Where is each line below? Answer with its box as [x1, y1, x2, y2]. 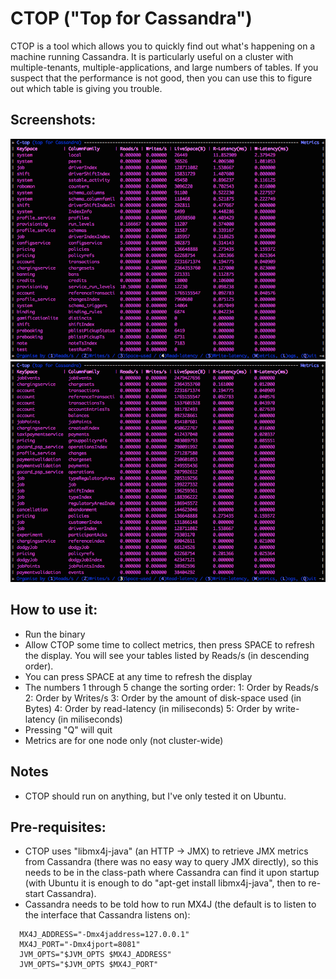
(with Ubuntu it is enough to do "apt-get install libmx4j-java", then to [24, 877, 307, 889]
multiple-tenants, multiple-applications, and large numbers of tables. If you [10, 61, 319, 73]
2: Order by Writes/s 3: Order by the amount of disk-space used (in [24, 692, 302, 704]
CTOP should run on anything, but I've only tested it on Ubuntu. [24, 790, 287, 802]
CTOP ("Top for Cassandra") [10, 7, 253, 30]
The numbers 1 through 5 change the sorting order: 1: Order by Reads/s [24, 681, 319, 693]
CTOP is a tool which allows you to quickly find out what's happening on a [10, 40, 316, 52]
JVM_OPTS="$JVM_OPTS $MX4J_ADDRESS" [19, 950, 172, 960]
